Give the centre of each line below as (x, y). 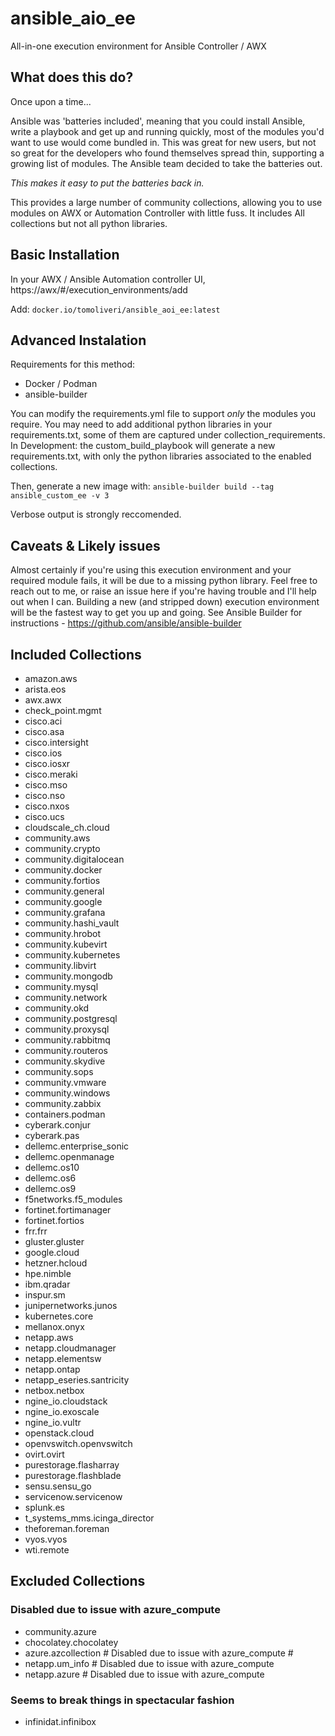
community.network (66, 997)
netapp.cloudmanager (70, 1348)
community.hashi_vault (72, 923)
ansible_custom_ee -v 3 (60, 496)
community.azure (60, 1631)
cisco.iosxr (47, 763)
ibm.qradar (47, 1284)
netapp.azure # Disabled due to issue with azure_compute (144, 1674)
